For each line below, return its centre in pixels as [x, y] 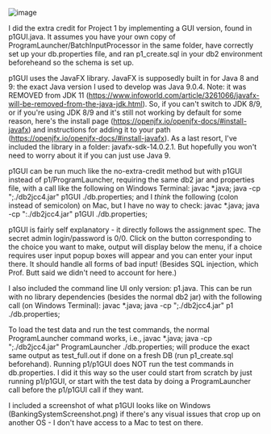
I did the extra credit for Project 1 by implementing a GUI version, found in [130, 28]
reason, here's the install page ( [61, 121]
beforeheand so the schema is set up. [71, 62]
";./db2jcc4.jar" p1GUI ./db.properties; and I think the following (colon [123, 197]
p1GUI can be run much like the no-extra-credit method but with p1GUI [125, 171]
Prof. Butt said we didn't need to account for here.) [93, 272]
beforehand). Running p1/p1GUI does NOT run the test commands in [121, 364]
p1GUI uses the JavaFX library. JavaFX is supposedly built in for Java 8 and [133, 78]
